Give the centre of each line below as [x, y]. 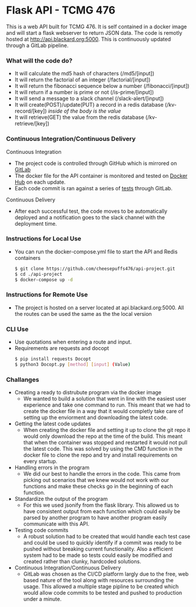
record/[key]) [31, 111]
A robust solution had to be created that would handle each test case [107, 536]
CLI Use [17, 329]
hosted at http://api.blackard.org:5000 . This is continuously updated [89, 39]
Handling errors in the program [52, 468]
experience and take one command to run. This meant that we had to [107, 405]
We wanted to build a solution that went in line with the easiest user [105, 399]
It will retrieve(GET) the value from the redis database [79, 117]
